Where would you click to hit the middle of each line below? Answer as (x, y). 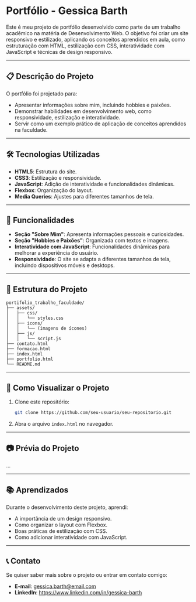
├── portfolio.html (30, 359)
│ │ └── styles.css (35, 318)
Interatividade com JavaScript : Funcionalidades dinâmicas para (92, 247)
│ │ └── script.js (34, 339)
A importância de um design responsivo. (63, 518)
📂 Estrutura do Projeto (47, 289)
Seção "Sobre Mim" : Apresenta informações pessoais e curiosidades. (99, 234)
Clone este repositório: (42, 402)
